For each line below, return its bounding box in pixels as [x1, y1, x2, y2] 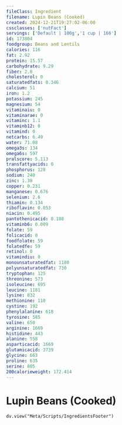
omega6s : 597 [6, 150, 38, 156]
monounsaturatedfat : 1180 [6, 259, 69, 266]
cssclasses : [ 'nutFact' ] [6, 25, 67, 31]
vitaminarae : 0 [6, 112, 43, 118]
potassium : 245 [6, 96, 43, 102]
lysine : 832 [6, 292, 35, 298]
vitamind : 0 [6, 129, 35, 135]
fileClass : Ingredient [6, 8, 62, 15]
